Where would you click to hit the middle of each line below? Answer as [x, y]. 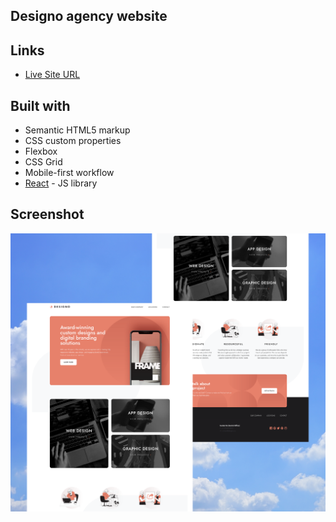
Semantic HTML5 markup [77, 130]
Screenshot [47, 214]
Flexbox [41, 151]
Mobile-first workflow [69, 173]
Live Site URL [52, 75]
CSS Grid [43, 162]
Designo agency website [89, 16]
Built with [40, 105]
